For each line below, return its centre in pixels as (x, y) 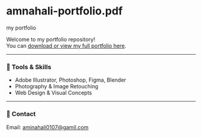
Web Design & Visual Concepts (53, 93)
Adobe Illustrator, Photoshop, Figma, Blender (70, 80)
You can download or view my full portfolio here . (66, 46)
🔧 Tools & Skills (29, 67)
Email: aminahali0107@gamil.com (47, 127)
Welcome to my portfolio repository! (51, 39)
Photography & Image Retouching (57, 87)
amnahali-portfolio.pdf (65, 11)
